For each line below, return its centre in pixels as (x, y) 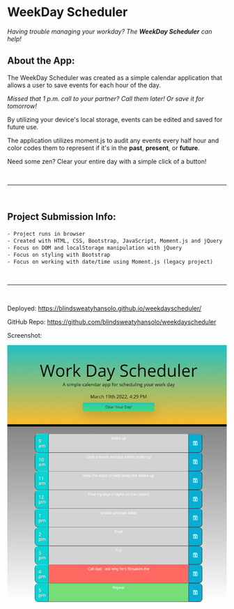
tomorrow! (22, 106)
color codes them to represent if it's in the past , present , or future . (103, 148)
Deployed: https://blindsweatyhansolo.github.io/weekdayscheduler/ (104, 308)
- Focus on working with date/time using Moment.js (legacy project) (110, 262)
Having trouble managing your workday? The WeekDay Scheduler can (110, 31)
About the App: (41, 61)
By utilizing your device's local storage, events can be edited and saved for (115, 119)
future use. (23, 127)
